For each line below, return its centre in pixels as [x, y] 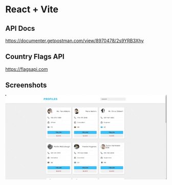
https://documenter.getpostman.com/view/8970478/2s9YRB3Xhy [75, 40]
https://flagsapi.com [27, 69]
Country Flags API [35, 57]
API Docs [20, 28]
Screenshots [26, 85]
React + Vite [32, 9]
